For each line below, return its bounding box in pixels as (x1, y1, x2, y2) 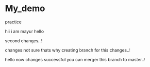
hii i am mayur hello (5, 28, 44, 34)
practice (5, 19, 22, 25)
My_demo (5, 3, 45, 14)
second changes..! (5, 37, 42, 44)
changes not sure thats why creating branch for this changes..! (5, 47, 131, 53)
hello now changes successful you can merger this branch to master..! (5, 56, 146, 62)
